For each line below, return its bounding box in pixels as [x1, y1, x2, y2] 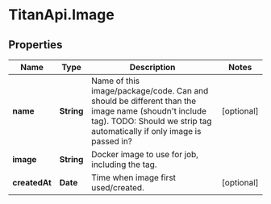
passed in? [91, 135, 133, 147]
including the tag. [91, 159, 157, 170]
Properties [8, 38, 63, 52]
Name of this [91, 75, 140, 86]
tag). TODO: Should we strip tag [91, 115, 212, 127]
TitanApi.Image [8, 6, 115, 24]
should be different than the [91, 95, 197, 106]
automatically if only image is [91, 126, 202, 136]
